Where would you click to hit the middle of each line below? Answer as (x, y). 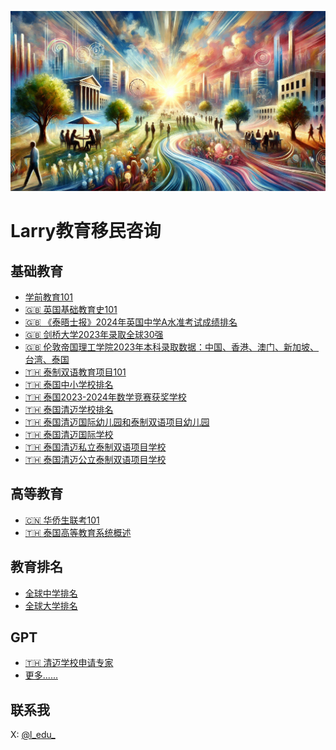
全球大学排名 (51, 605)
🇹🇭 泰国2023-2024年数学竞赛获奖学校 (105, 397)
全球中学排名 (51, 593)
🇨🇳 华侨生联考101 (62, 520)
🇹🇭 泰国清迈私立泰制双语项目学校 (95, 447)
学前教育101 (49, 297)
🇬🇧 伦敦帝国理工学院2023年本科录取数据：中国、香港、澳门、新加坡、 (172, 347)
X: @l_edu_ (33, 735)
